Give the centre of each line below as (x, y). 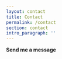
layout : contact (26, 11)
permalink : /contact (31, 22)
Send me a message (31, 50)
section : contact (27, 28)
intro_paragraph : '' (31, 33)
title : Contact (25, 17)
